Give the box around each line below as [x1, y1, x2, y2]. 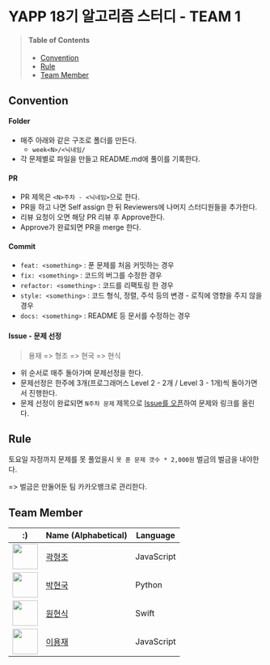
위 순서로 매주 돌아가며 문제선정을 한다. [19, 367, 144, 377]
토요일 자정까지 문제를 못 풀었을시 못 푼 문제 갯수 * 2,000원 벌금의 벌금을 [8, 455, 238, 464]
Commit [8, 241, 36, 251]
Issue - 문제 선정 [8, 331, 62, 341]
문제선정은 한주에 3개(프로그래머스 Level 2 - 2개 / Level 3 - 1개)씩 [19, 378, 230, 388]
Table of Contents [27, 35, 91, 44]
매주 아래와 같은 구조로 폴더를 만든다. [19, 135, 137, 145]
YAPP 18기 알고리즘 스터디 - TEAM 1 [8, 7, 241, 26]
